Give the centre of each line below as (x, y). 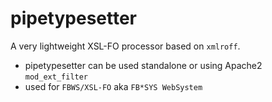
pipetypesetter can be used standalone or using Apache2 (143, 65)
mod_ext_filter (56, 77)
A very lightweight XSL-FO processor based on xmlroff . (125, 46)
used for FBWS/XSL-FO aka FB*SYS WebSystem (113, 86)
